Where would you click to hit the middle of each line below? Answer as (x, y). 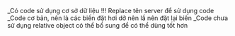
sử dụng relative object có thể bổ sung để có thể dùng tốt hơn (98, 25)
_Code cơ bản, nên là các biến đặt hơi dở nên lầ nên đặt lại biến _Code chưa (118, 18)
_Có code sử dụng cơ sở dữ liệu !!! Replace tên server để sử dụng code (111, 11)
